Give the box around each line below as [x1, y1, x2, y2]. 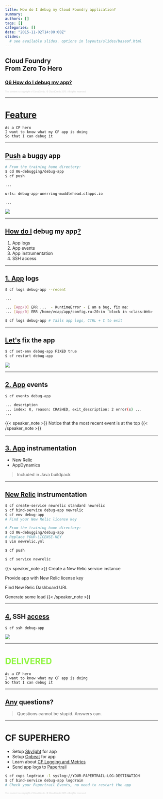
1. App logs [5, 274, 39, 282]
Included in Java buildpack [16, 472, 71, 478]
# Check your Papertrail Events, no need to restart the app [5, 782, 131, 787]
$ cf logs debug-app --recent [5, 287, 66, 292]
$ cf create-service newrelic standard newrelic [5, 503, 105, 508]
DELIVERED [5, 655, 52, 667]
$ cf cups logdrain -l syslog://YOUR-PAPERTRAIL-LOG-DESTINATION [5, 774, 140, 779]
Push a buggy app [5, 151, 61, 160]
